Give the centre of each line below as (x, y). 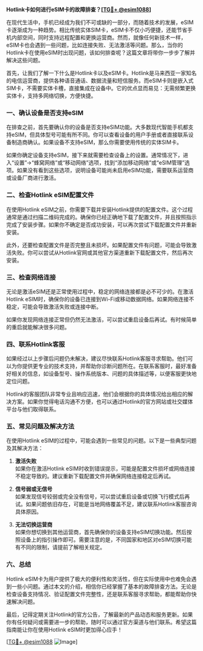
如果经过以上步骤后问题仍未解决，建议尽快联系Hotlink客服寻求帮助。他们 (97, 359)
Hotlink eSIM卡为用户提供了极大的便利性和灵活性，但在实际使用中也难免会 (99, 579)
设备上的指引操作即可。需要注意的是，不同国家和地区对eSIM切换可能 (106, 540)
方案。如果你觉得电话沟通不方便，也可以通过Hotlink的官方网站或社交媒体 (102, 402)
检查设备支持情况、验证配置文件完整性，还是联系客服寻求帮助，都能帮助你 (99, 594)
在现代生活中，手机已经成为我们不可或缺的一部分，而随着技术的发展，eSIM (100, 22)
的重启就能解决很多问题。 (38, 327)
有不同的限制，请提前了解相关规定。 (60, 548)
